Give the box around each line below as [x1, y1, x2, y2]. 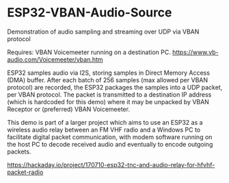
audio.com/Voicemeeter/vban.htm [7, 55, 104, 63]
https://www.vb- [172, 48, 219, 56]
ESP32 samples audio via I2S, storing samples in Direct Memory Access [7, 69, 211, 77]
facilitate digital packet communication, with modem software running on [7, 132, 213, 141]
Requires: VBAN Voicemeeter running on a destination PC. [7, 48, 171, 56]
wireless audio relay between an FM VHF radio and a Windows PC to [7, 125, 201, 134]
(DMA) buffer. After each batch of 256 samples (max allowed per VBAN [7, 75, 208, 84]
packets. [7, 147, 31, 156]
